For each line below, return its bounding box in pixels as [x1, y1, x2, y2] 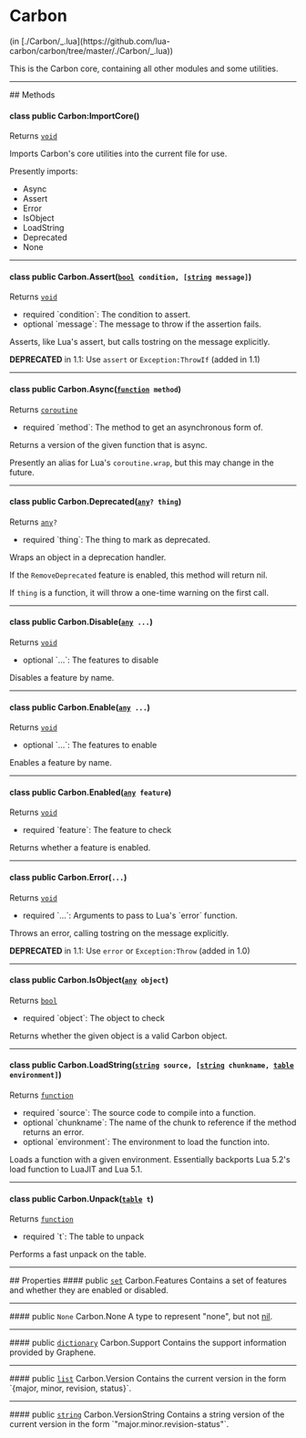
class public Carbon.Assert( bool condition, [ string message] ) [9, 271, 252, 282]
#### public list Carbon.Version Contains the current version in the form [9, 1373, 287, 1384]
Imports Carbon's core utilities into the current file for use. [9, 148, 228, 160]
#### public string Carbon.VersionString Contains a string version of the [9, 1409, 285, 1420]
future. [9, 466, 35, 477]
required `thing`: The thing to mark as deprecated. [22, 534, 211, 545]
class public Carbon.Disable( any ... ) [9, 617, 153, 628]
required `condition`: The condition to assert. [22, 309, 191, 320]
